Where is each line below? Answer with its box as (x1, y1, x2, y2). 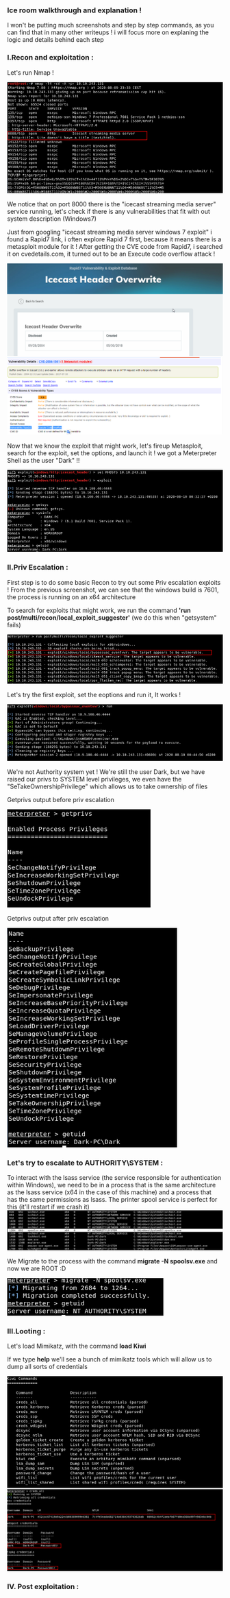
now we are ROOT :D (7, 1264, 66, 1272)
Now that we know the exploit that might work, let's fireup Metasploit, (7, 441, 203, 450)
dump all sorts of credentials (7, 1363, 88, 1371)
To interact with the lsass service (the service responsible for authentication (7, 1174, 222, 1182)
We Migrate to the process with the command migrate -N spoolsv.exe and (7, 1257, 218, 1265)
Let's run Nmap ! (7, 68, 55, 77)
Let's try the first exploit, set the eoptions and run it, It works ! (7, 690, 181, 699)
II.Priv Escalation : (7, 563, 68, 572)
